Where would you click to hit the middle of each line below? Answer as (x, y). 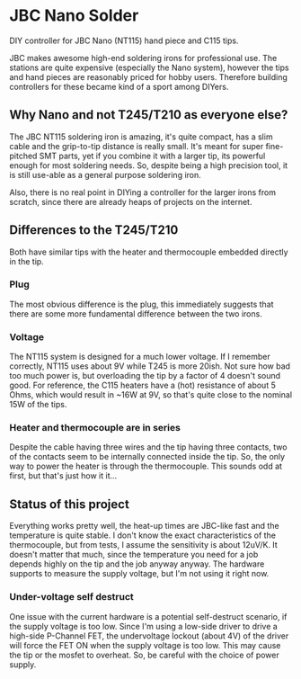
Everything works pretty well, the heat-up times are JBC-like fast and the (145, 526)
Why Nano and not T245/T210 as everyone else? (149, 115)
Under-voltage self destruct (72, 597)
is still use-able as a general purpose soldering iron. (106, 174)
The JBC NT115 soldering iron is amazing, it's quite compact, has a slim (141, 137)
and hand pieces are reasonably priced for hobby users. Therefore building (148, 76)
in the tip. (27, 261)
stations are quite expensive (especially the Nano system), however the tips (149, 67)
